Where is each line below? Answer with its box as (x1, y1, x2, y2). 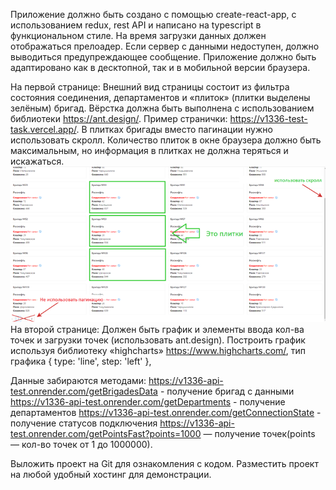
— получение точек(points (203, 428, 316, 440)
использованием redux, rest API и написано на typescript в (10, 19, 262, 31)
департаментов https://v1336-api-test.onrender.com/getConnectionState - (10, 407, 322, 419)
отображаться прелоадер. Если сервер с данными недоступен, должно (10, 40, 320, 52)
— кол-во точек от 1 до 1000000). (10, 439, 153, 451)
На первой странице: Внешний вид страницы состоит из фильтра (10, 81, 290, 93)
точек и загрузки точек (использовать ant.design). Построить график (10, 334, 306, 346)
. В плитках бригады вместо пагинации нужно (76, 124, 273, 135)
